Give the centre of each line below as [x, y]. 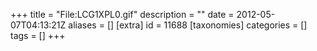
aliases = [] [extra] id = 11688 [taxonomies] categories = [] [188, 25]
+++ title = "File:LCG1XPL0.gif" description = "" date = [122, 14]
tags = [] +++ [38, 35]
